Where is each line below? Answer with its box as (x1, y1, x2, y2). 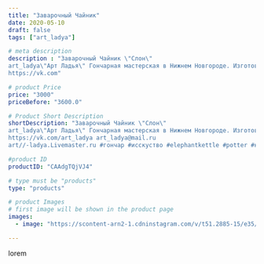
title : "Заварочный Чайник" (8, 11, 101, 20)
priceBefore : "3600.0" (8, 98, 82, 106)
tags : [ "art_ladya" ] (8, 33, 76, 42)
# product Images (8, 198, 65, 206)
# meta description (8, 48, 72, 56)
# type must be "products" (8, 177, 97, 185)
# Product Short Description (8, 112, 104, 120)
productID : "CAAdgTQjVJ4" (8, 162, 93, 171)
